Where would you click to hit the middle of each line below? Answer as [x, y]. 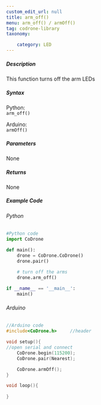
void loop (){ [22, 386]
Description [21, 64]
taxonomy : [18, 34]
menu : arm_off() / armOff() [41, 23]
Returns [16, 172]
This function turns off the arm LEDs [50, 79]
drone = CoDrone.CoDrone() [50, 256]
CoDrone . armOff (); [40, 369]
